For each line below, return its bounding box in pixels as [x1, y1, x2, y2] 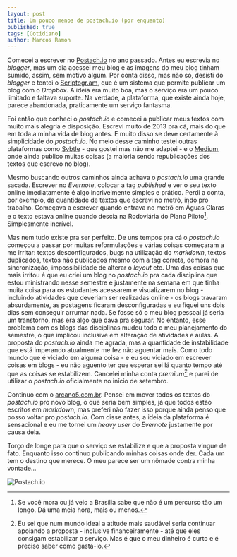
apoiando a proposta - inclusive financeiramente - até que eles [17, 527, 201, 535]
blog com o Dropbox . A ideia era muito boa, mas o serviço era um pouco [7, 86, 219, 95]
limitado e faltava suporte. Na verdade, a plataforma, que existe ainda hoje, [7, 93, 226, 102]
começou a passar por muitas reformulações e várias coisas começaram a [7, 241, 224, 249]
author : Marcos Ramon [7, 37, 71, 44]
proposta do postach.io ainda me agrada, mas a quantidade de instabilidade [7, 338, 229, 347]
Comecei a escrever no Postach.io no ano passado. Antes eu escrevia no [7, 56, 220, 64]
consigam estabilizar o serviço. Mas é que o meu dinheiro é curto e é [17, 534, 219, 543]
